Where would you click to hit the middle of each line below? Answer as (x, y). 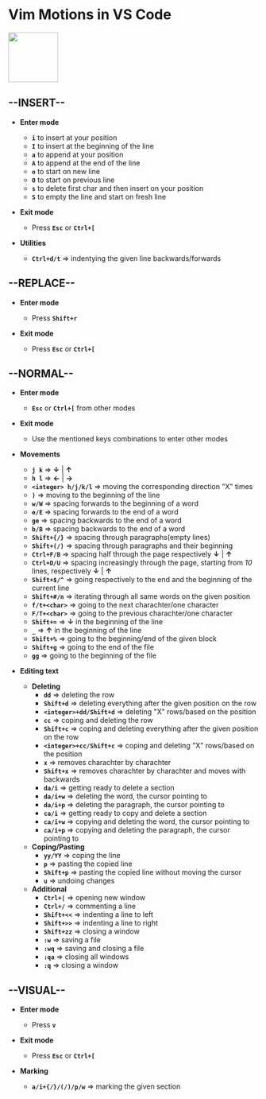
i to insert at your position (74, 138)
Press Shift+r (54, 318)
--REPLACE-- (42, 283)
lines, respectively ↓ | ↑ (72, 571)
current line (50, 588)
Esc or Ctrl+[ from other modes (83, 408)
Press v (44, 1025)
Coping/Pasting (58, 847)
